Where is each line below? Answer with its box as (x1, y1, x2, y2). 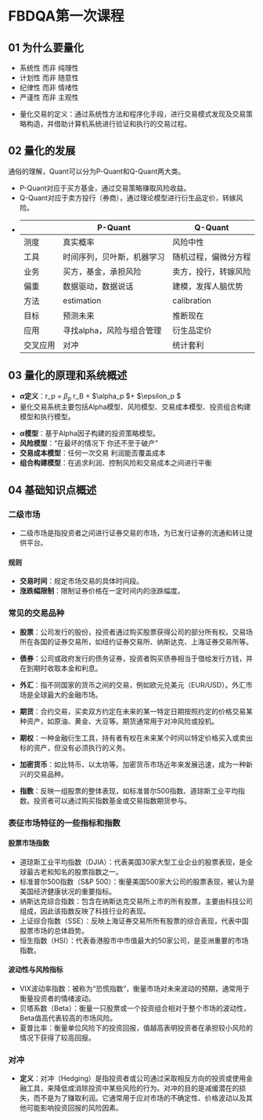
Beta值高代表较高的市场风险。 (19, 1013, 117, 1023)
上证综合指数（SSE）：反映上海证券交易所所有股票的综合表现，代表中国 (19, 916, 249, 925)
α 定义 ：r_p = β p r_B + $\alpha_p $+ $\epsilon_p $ (19, 391, 182, 403)
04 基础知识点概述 (8, 483, 97, 497)
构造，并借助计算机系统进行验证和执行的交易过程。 (26, 119, 192, 128)
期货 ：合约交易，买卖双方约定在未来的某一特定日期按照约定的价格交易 (19, 706, 247, 716)
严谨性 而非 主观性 (19, 93, 79, 102)
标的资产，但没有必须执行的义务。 (19, 742, 130, 752)
